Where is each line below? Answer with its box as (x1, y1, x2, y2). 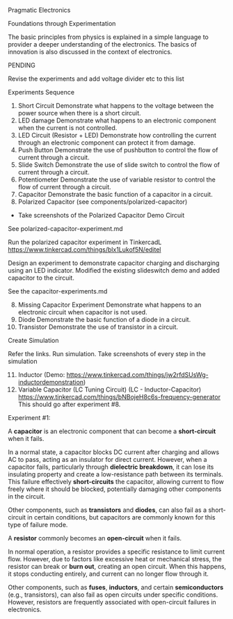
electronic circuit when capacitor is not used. (17, 308, 148, 316)
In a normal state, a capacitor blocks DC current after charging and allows (8, 448, 220, 456)
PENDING (8, 61, 35, 69)
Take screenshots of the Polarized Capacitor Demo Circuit (17, 211, 185, 219)
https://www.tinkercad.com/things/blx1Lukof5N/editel (8, 246, 162, 253)
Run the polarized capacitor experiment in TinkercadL (8, 238, 162, 246)
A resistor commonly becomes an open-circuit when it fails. (8, 534, 182, 542)
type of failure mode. (8, 521, 68, 529)
